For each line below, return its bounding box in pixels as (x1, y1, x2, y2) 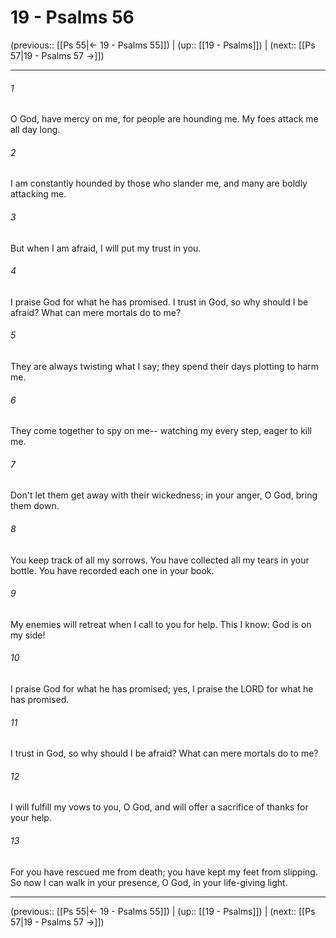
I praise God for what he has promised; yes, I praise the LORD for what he (10, 682, 314, 695)
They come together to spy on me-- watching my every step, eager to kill (10, 425, 313, 437)
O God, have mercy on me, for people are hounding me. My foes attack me (10, 113, 319, 125)
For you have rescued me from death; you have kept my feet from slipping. (10, 866, 318, 878)
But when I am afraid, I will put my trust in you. (10, 242, 202, 254)
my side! (10, 629, 46, 641)
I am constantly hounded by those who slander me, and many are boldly (10, 177, 308, 190)
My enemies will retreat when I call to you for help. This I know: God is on (10, 618, 312, 630)
